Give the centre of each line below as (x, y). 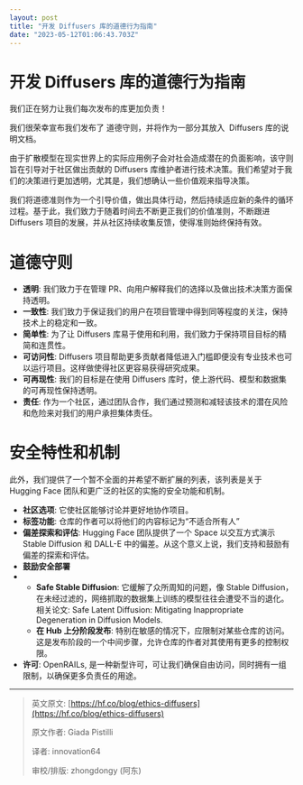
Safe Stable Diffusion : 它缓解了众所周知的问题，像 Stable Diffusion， (165, 587)
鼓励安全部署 (46, 567)
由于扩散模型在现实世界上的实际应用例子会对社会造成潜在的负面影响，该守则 (151, 158)
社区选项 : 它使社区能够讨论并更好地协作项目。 (108, 510)
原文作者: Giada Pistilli (72, 733)
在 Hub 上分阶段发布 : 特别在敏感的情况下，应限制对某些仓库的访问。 (163, 631)
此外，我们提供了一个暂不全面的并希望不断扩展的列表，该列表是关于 (136, 480)
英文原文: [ (51, 704)
